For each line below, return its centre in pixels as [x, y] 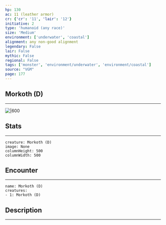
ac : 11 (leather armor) [30, 14]
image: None [17, 146]
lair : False [17, 51]
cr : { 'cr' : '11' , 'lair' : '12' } [38, 19]
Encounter [21, 170]
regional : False [22, 60]
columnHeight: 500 [24, 151]
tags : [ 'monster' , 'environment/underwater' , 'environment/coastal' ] [78, 65]
